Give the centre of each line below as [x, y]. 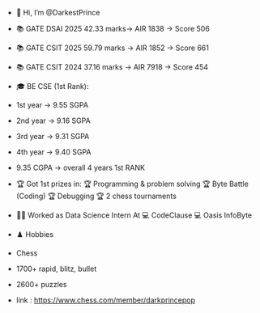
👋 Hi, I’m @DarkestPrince [58, 13]
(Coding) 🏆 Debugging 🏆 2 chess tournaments [96, 196]
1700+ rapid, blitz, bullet [56, 269]
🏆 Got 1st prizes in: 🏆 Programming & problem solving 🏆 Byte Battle [132, 184]
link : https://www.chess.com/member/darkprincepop [106, 300]
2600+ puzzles [41, 284]
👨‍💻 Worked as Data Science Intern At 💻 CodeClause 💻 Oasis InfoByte [134, 215]
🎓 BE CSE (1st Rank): [52, 86]
